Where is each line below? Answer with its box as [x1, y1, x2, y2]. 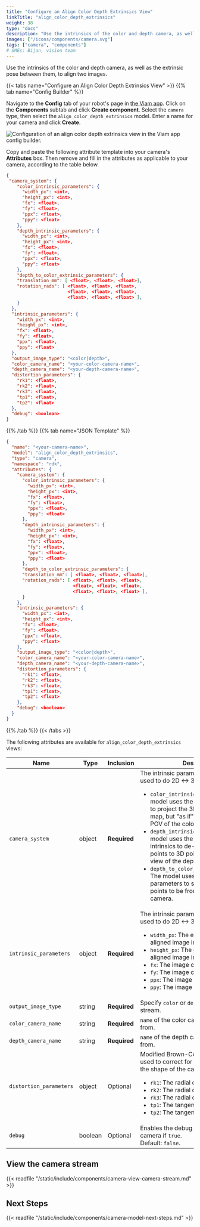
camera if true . [139, 1131, 182, 1139]
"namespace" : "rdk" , [11, 460, 62, 467]
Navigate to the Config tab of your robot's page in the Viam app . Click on [6, 100, 186, 107]
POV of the [150, 820, 181, 828]
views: [6, 744, 23, 752]
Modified [139, 1050, 165, 1058]
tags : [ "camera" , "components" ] [6, 42, 86, 48]
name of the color [139, 1015, 186, 1024]
